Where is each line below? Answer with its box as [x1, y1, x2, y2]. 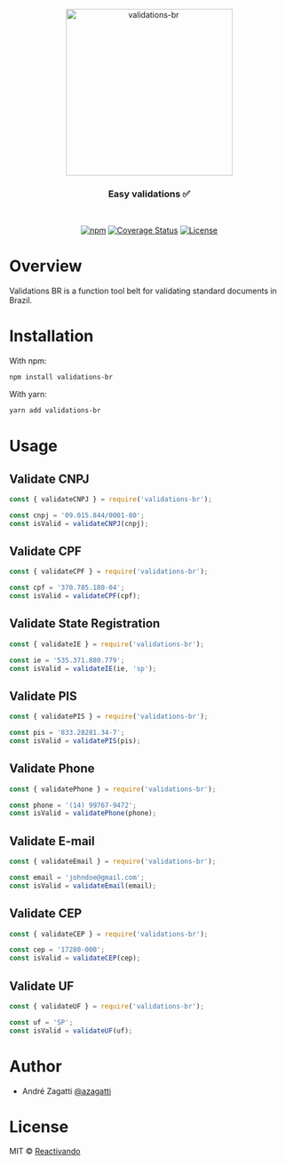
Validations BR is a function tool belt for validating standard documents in [9, 285, 277, 297]
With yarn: [9, 389, 47, 400]
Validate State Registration [9, 616, 161, 631]
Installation [9, 326, 94, 347]
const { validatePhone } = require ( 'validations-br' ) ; [9, 785, 217, 794]
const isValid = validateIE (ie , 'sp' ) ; [9, 664, 157, 673]
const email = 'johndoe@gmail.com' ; [9, 873, 145, 882]
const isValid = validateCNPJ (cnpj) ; [9, 519, 149, 528]
